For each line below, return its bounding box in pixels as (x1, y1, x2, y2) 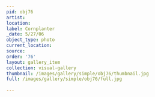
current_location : (6, 43, 52, 49)
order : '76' (6, 54, 36, 60)
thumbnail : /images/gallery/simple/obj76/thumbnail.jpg (6, 70, 149, 77)
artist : (6, 14, 26, 20)
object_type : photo (6, 37, 55, 43)
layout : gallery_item (6, 59, 61, 65)
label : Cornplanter (6, 25, 55, 32)
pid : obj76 (6, 8, 34, 15)
